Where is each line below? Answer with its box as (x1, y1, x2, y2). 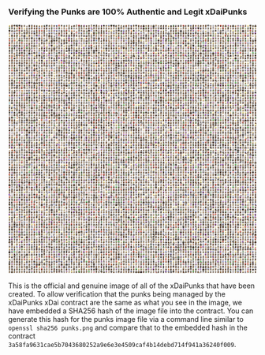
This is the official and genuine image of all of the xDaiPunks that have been (8, 281, 255, 290)
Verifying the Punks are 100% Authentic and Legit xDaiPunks (8, 6, 248, 17)
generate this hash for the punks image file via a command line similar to (8, 315, 244, 324)
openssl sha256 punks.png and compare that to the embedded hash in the (8, 323, 248, 333)
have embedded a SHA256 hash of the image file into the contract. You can (8, 306, 254, 316)
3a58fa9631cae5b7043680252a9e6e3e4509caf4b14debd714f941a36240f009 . (8, 340, 237, 349)
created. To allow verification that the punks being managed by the (8, 290, 226, 299)
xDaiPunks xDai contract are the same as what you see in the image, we (8, 298, 243, 308)
